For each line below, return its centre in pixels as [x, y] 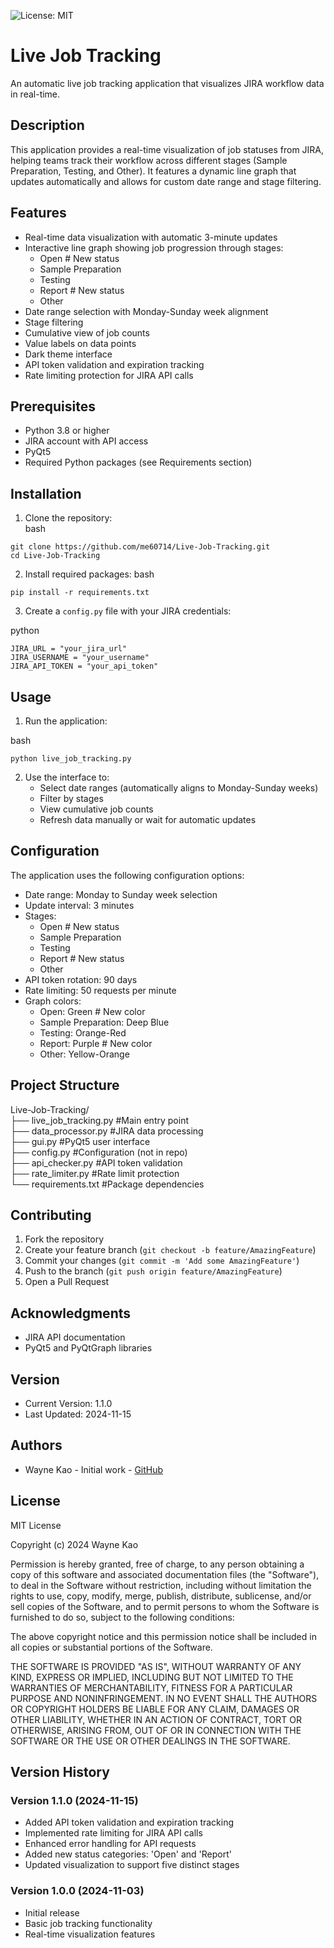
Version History [60, 1772]
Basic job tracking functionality [88, 1923]
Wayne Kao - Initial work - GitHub [94, 1469]
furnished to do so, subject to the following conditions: [122, 1617]
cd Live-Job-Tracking [55, 556]
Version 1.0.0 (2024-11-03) [77, 1891]
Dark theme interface [68, 354]
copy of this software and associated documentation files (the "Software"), [165, 1574]
